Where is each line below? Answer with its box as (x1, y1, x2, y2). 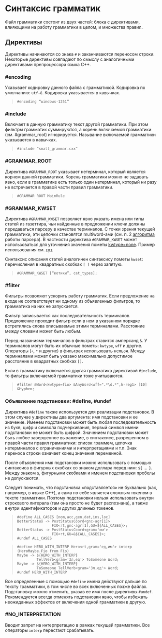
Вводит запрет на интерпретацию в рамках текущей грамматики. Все (5, 622, 150, 628)
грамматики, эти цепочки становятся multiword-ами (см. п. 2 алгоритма (5, 231, 155, 237)
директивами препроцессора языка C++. (5, 61, 91, 67)
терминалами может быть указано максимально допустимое (5, 353, 133, 359)
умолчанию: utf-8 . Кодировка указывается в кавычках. (5, 90, 120, 96)
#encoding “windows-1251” (16, 99, 69, 104)
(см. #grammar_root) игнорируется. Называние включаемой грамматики (5, 132, 156, 138)
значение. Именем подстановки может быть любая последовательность (5, 419, 157, 425)
